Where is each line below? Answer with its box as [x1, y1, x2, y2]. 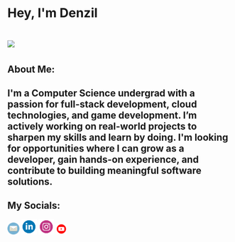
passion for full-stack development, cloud [7, 98, 197, 110]
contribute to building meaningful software [7, 164, 202, 176]
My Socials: [7, 200, 60, 212]
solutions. [7, 175, 53, 188]
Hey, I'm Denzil [7, 5, 98, 21]
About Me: [7, 63, 55, 75]
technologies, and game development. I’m [7, 109, 197, 121]
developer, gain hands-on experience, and [7, 154, 199, 166]
